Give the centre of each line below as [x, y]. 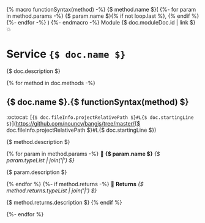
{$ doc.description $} [33, 71]
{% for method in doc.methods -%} [51, 83]
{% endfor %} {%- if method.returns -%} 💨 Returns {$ [75, 184]
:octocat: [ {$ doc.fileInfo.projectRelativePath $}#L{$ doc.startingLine [100, 117]
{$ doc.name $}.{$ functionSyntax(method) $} [98, 102]
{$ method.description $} [38, 142]
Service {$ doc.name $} [66, 54]
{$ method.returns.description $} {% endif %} [64, 202]
